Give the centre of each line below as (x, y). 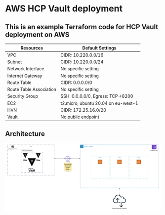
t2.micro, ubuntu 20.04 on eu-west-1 (99, 103)
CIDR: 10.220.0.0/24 (82, 62)
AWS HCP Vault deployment (64, 9)
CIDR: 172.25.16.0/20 (83, 110)
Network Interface (26, 69)
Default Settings (100, 48)
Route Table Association (32, 89)
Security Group (23, 96)
